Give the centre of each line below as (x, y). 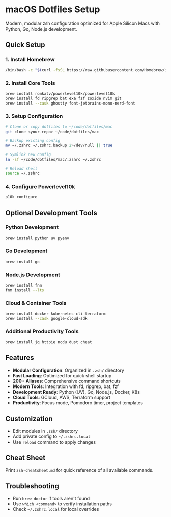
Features (20, 358)
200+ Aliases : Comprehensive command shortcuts (66, 381)
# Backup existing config (33, 141)
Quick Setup (25, 45)
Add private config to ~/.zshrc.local (51, 436)
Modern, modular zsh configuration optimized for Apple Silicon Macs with (83, 23)
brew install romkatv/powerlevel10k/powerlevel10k (60, 94)
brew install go (22, 262)
